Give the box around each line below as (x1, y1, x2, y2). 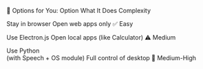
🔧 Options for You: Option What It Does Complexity (6, 7, 151, 14)
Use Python (6, 46, 40, 55)
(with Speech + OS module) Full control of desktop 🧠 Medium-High (6, 54, 197, 61)
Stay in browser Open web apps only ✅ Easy (6, 20, 133, 27)
